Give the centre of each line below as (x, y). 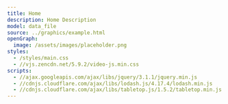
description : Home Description (52, 20)
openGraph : (23, 39)
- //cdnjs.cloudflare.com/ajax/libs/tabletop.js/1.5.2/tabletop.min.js (118, 90)
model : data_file (32, 26)
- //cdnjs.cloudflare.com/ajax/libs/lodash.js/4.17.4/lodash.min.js (113, 83)
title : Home (24, 13)
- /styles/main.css (41, 58)
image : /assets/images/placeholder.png (70, 45)
